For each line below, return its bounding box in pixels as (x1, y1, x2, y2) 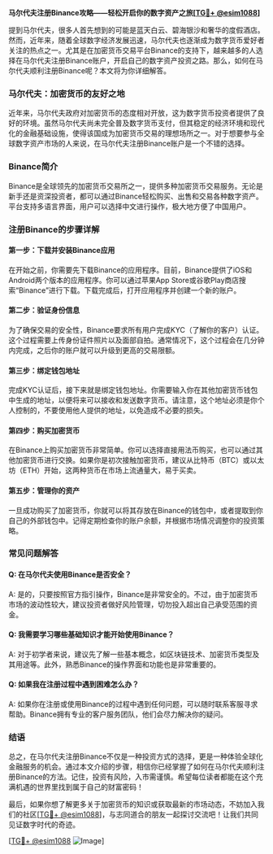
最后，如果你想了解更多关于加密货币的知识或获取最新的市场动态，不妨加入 (8, 800, 258, 809)
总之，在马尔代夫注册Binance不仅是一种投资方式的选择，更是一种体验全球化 (8, 752, 264, 761)
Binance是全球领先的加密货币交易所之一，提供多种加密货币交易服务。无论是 (8, 181, 264, 190)
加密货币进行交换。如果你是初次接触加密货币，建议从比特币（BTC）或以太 (15, 455, 265, 465)
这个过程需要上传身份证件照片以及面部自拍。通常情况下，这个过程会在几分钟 (8, 335, 265, 345)
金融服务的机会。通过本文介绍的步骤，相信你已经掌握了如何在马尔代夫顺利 (8, 762, 258, 772)
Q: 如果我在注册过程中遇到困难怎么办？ (8, 679, 140, 690)
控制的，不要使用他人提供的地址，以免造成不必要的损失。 (15, 406, 208, 416)
